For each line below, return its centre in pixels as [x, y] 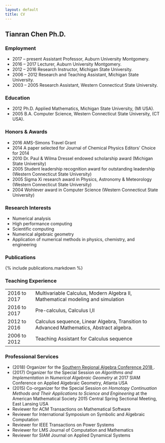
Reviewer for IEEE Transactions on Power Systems [63, 425]
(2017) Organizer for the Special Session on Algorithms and [72, 372]
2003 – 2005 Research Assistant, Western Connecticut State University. [85, 85]
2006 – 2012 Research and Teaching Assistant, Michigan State [75, 75]
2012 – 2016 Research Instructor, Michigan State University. [72, 69]
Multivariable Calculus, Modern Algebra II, [83, 293]
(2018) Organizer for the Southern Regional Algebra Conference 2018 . [83, 367]
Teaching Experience [31, 281]
